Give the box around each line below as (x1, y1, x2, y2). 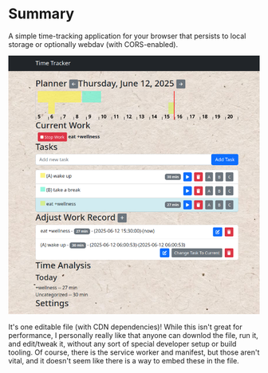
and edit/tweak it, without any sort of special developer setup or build (8, 340, 237, 349)
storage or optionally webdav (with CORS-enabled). (8, 39, 178, 49)
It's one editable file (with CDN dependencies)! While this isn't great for (8, 322, 242, 332)
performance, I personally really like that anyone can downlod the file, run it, (8, 331, 259, 340)
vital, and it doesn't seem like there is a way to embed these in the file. (8, 356, 239, 366)
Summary (8, 5, 74, 23)
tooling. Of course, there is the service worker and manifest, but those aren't (8, 347, 260, 357)
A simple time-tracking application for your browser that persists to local (8, 31, 246, 41)
